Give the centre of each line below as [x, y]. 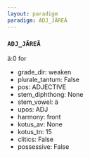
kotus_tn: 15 [35, 131]
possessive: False [43, 146]
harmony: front [39, 117]
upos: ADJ [33, 109]
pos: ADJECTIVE [42, 87]
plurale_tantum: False [48, 79]
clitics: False [36, 139]
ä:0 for [17, 58]
